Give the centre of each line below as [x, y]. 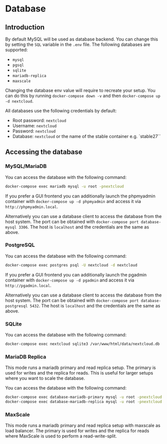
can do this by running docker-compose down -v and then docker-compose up [83, 96]
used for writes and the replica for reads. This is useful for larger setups [79, 373]
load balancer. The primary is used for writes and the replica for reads [77, 431]
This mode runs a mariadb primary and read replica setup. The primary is [80, 367]
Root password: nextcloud [39, 120]
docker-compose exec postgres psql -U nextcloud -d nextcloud [71, 265]
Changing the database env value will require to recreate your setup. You [80, 90]
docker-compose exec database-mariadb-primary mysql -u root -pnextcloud [84, 397]
